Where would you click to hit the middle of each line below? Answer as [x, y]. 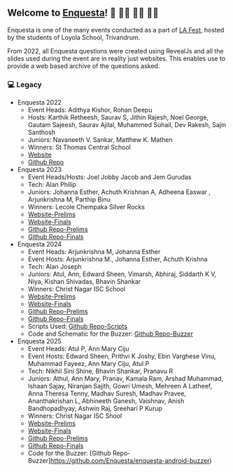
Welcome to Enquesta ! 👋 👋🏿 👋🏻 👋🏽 [83, 13]
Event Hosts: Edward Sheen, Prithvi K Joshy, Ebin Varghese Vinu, [122, 356]
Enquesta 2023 [39, 170]
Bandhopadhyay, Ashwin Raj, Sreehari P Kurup [95, 409]
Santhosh [42, 132]
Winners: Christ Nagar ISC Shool [75, 416]
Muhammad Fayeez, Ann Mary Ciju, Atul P [89, 364]
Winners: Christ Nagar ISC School [77, 289]
